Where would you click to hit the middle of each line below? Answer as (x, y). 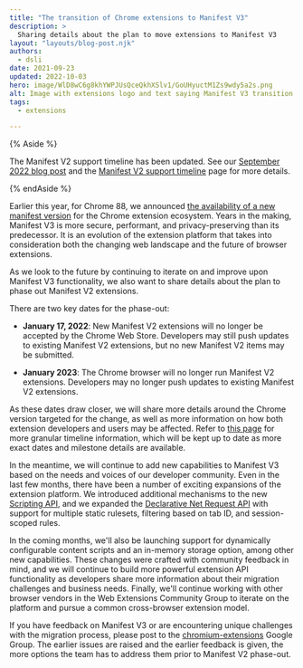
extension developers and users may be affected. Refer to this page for (142, 429)
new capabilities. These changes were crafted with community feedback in (149, 560)
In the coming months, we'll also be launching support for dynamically (140, 540)
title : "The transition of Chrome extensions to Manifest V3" (129, 18)
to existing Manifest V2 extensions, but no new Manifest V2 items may (153, 346)
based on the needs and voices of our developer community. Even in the (145, 475)
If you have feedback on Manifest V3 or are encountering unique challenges (151, 625)
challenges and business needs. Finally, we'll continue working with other (146, 588)
